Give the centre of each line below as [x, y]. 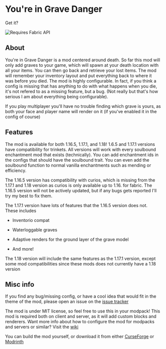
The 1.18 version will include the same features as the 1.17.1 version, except [81, 259]
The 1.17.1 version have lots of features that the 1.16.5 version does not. [76, 205]
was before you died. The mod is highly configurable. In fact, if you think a [81, 81]
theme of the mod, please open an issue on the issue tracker [67, 302]
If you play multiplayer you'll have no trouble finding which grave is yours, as [83, 106]
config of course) [23, 117]
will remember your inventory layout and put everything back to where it [79, 76]
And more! [23, 249]
